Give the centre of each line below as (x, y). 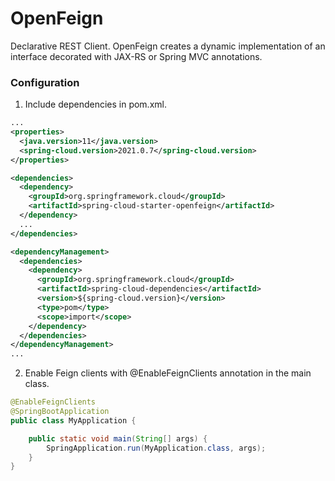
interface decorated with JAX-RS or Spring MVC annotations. (136, 56)
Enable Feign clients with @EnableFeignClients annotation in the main (168, 373)
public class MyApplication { (73, 420)
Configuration (45, 82)
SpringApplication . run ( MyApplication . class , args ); (156, 448)
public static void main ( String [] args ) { (118, 438)
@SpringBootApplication (60, 412)
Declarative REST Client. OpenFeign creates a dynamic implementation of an (168, 46)
